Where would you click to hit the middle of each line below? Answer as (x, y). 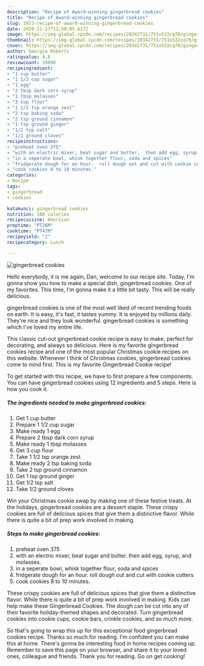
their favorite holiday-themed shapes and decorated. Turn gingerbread (95, 612)
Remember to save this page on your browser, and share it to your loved (97, 650)
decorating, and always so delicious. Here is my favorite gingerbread (93, 345)
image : (15, 35)
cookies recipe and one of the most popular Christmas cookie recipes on (98, 351)
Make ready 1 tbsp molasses (51, 444)
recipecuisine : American (38, 220)
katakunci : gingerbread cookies (48, 209)
